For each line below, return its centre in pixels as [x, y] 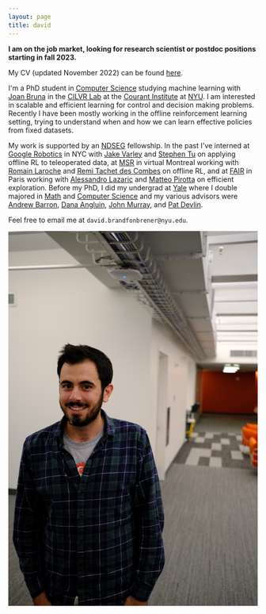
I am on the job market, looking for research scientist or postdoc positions [132, 48]
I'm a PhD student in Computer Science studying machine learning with [125, 88]
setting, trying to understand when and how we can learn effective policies [130, 121]
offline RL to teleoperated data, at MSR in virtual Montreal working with [123, 162]
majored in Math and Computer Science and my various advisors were [123, 196]
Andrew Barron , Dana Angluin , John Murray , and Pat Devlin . [106, 204]
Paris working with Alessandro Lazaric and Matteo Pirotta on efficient [121, 179]
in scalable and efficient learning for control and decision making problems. [131, 105]
